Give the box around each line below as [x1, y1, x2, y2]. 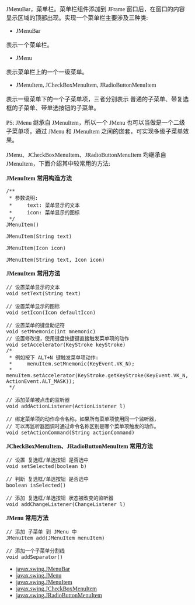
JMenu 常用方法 [6, 515, 49, 521]
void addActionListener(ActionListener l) [6, 403, 126, 409]
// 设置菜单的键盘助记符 [6, 322, 65, 329]
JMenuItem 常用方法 [6, 270, 60, 277]
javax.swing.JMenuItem [16, 579, 72, 586]
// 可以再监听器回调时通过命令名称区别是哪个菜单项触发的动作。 [6, 423, 159, 429]
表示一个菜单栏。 [6, 42, 54, 49]
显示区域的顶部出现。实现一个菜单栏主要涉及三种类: [6, 15, 148, 21]
